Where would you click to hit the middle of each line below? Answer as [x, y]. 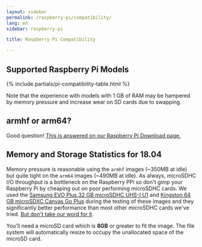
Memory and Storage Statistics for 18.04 [84, 155]
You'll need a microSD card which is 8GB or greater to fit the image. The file [100, 226]
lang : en [17, 23]
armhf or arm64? [39, 121]
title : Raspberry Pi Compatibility [51, 40]
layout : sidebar [27, 12]
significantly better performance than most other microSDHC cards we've [98, 207]
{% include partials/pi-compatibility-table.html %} [68, 84]
